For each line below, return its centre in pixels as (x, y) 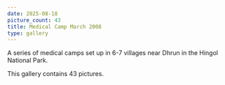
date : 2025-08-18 (33, 14)
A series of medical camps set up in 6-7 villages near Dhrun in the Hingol (113, 53)
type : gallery (28, 33)
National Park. (28, 61)
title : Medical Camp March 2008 (54, 26)
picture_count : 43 (34, 20)
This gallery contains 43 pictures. (55, 74)
